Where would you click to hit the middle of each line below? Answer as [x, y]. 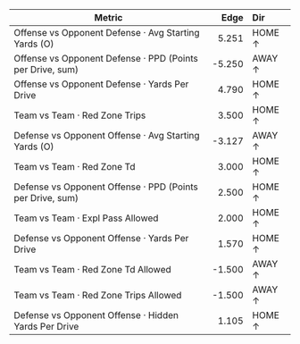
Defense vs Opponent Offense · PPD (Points [106, 187]
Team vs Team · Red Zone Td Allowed [92, 269]
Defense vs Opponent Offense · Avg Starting [107, 135]
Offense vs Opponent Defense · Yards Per [101, 84]
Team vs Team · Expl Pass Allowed [86, 218]
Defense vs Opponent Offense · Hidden [96, 315]
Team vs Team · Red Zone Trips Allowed [98, 295]
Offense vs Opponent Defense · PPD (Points [106, 59]
